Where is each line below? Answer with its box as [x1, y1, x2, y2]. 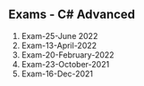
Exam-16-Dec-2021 [21, 68, 94, 79]
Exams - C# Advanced [8, 7, 136, 22]
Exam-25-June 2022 [21, 30, 98, 41]
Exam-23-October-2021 [21, 59, 110, 69]
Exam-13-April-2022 [21, 40, 97, 51]
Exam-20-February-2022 [21, 49, 114, 60]
